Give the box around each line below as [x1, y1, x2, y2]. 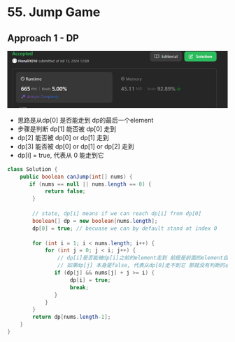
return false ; [44, 188, 86, 195]
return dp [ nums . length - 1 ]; [32, 313, 111, 321]
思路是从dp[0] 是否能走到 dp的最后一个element [17, 116, 154, 124]
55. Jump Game [7, 4, 101, 20]
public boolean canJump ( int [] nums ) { [20, 173, 133, 180]
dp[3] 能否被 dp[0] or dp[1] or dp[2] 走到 [17, 142, 134, 151]
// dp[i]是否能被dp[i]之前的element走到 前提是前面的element [57, 254, 224, 261]
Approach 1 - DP [7, 32, 79, 44]
